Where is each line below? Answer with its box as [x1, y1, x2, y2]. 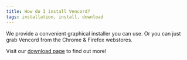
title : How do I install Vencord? [6, 8, 91, 15]
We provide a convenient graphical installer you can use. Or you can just [6, 30, 181, 37]
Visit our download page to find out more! [6, 47, 107, 54]
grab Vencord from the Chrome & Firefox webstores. [6, 36, 133, 43]
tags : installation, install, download [6, 14, 104, 20]
